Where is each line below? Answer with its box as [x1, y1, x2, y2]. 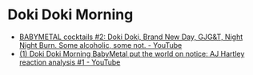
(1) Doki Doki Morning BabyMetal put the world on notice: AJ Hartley [18, 49, 245, 58]
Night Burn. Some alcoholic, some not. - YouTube [18, 40, 183, 49]
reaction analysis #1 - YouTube [18, 57, 121, 67]
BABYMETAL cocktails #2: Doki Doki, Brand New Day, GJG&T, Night [18, 32, 243, 41]
